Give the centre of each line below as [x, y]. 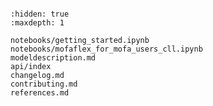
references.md [40, 93]
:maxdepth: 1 [37, 23]
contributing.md [44, 84]
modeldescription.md [53, 58]
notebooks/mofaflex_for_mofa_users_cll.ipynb [106, 49]
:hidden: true [40, 14]
